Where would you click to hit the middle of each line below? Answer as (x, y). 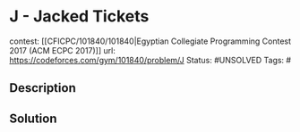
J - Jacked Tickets (79, 16)
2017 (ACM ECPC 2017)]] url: (63, 50)
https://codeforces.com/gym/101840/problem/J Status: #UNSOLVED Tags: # (150, 60)
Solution (33, 118)
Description (43, 88)
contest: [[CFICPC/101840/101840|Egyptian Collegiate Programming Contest (150, 41)
